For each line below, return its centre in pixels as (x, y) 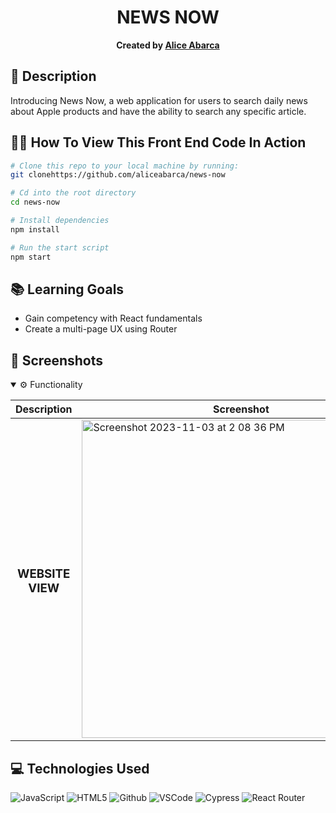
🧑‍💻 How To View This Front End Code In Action (158, 142)
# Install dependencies (60, 221)
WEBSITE (43, 574)
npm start (31, 257)
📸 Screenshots (57, 360)
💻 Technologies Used (80, 768)
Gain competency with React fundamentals (113, 318)
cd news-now (35, 202)
